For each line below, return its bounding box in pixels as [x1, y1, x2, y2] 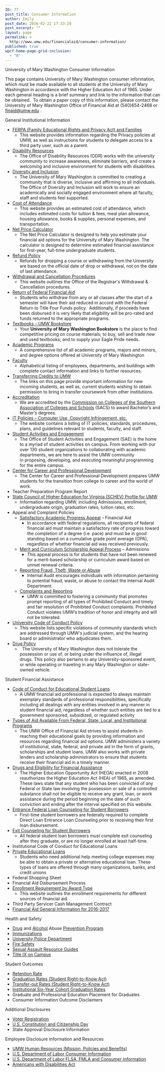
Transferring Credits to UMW [12, 373, 71, 379]
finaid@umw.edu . [5, 108, 42, 114]
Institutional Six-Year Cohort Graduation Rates [12, 987, 106, 993]
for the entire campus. [19, 462, 65, 468]
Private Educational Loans [12, 848, 66, 854]
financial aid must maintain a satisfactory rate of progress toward [27, 525, 159, 531]
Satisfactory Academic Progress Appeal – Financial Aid [19, 515, 132, 521]
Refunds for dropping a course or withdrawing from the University [19, 258, 154, 264]
